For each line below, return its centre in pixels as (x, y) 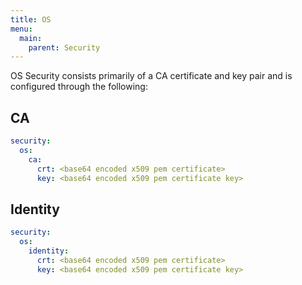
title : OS (31, 19)
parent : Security (64, 47)
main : (31, 38)
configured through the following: (79, 87)
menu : (21, 29)
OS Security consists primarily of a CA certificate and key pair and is (151, 76)
